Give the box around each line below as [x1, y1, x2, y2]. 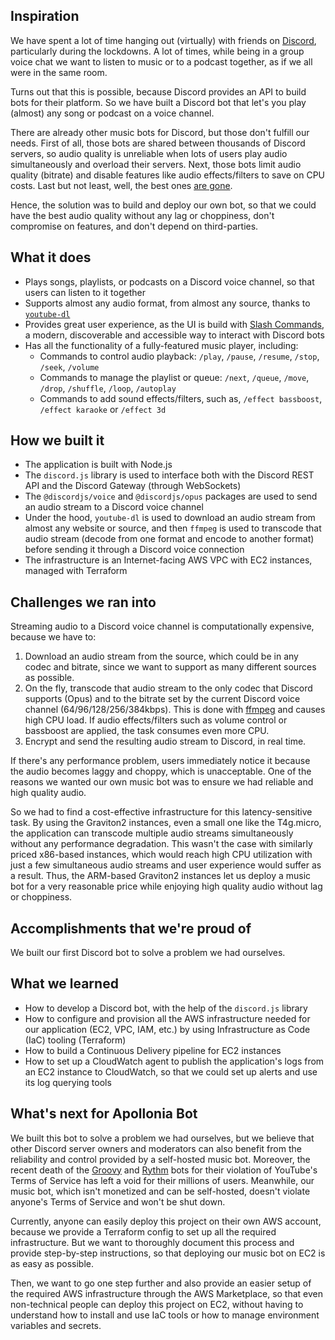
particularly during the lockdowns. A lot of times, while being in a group [10, 45, 305, 57]
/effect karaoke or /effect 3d [39, 403, 167, 415]
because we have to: [10, 631, 97, 643]
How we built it [10, 432, 105, 449]
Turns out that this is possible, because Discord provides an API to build [10, 85, 307, 98]
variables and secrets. [10, 1319, 102, 1331]
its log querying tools [24, 1076, 112, 1088]
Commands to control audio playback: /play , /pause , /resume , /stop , [39, 350, 320, 362]
